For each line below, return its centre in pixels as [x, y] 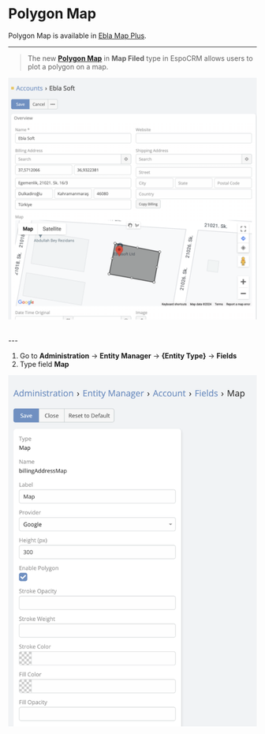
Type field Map [44, 365]
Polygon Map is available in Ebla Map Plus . [78, 36]
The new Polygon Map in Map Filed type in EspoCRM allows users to [140, 58]
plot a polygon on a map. [68, 66]
